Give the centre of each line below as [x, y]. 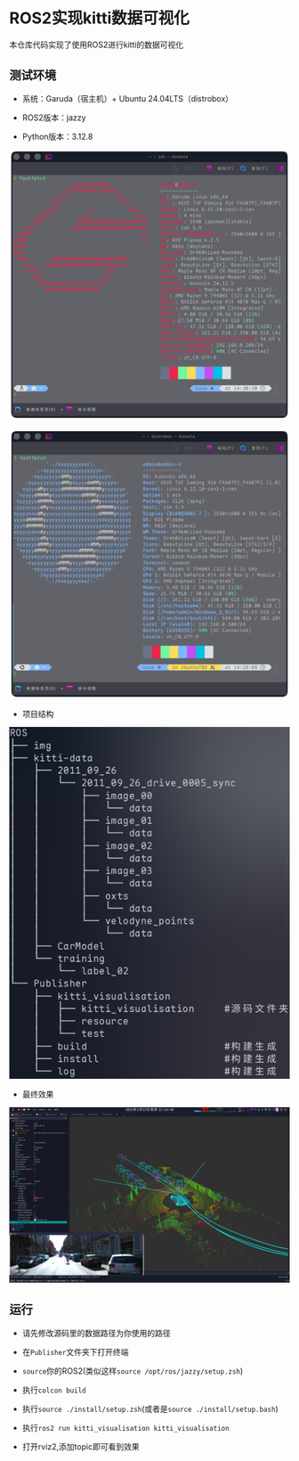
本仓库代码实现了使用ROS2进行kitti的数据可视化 [97, 45]
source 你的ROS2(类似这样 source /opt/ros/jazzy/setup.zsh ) [133, 1371]
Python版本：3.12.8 [57, 136]
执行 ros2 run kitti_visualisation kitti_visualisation [125, 1427]
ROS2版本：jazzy [54, 118]
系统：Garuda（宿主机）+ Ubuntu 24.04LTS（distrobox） [128, 98]
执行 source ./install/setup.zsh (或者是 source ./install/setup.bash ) [150, 1408]
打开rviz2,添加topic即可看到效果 [81, 1446]
